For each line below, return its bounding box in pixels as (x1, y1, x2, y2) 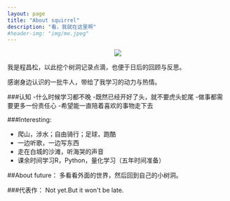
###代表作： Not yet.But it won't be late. (7, 186, 124, 195)
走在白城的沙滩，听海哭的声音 (17, 148, 104, 156)
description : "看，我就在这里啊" (7, 23, 97, 30)
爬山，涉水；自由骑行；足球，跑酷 (17, 130, 116, 139)
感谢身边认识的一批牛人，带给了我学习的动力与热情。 (7, 78, 161, 86)
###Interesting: (7, 116, 52, 124)
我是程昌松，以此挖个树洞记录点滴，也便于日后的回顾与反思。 (7, 63, 186, 71)
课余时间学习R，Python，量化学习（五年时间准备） (17, 156, 165, 165)
